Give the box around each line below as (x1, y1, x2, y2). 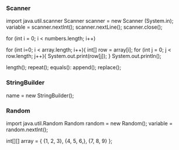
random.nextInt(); (6, 126, 49, 133)
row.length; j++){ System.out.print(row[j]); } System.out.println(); (6, 53, 162, 60)
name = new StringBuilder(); (6, 92, 74, 99)
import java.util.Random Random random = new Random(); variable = (6, 120, 173, 127)
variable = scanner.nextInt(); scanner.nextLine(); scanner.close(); (6, 23, 163, 30)
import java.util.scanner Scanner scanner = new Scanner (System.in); (6, 18, 174, 25)
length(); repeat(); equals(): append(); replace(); (6, 64, 122, 71)
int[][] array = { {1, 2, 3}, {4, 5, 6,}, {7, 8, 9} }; (6, 137, 113, 144)
